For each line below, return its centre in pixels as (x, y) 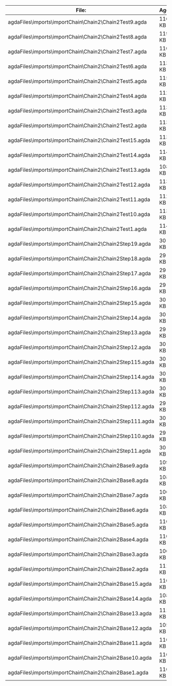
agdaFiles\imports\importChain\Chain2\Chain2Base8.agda (78, 480)
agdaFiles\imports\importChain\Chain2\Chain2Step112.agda (81, 407)
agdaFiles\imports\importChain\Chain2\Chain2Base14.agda (80, 599)
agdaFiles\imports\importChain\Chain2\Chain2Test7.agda (77, 52)
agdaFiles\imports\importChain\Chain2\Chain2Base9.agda (78, 466)
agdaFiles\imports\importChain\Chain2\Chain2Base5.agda (78, 525)
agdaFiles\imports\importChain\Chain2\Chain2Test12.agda (79, 185)
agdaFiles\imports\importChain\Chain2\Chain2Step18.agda (79, 258)
